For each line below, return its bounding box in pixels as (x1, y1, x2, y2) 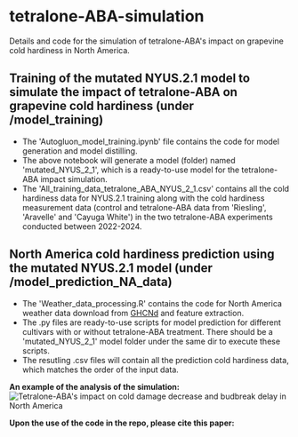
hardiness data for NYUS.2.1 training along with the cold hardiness (21, 193, 265, 203)
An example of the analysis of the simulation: (9, 381, 180, 392)
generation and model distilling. (21, 145, 138, 156)
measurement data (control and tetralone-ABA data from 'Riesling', (21, 202, 267, 212)
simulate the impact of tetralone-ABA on (9, 84, 238, 99)
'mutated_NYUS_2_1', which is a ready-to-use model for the (21, 164, 240, 175)
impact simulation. (40, 173, 109, 184)
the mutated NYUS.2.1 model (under (9, 260, 213, 276)
